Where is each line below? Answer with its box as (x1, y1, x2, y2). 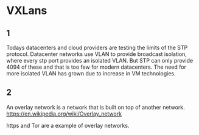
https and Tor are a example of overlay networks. (6, 122, 130, 129)
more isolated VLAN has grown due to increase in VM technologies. (6, 70, 176, 77)
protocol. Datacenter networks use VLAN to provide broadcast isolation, (6, 50, 187, 58)
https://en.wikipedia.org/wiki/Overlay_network (6, 110, 122, 117)
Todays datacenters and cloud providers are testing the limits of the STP (6, 44, 188, 51)
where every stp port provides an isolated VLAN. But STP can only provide (6, 57, 194, 64)
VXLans (6, 4, 47, 18)
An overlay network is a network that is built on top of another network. (6, 103, 186, 111)
